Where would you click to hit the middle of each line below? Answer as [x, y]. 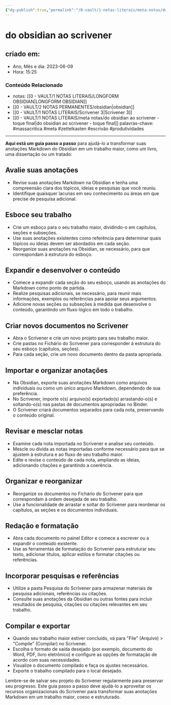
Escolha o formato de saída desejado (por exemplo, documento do [82, 649]
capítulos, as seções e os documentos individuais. [65, 510]
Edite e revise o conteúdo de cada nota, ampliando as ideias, [76, 459]
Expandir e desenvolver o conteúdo [63, 270]
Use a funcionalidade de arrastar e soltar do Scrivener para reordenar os [89, 504]
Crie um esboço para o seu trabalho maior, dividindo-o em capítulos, [85, 227]
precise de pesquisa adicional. [45, 199]
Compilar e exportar [38, 626]
